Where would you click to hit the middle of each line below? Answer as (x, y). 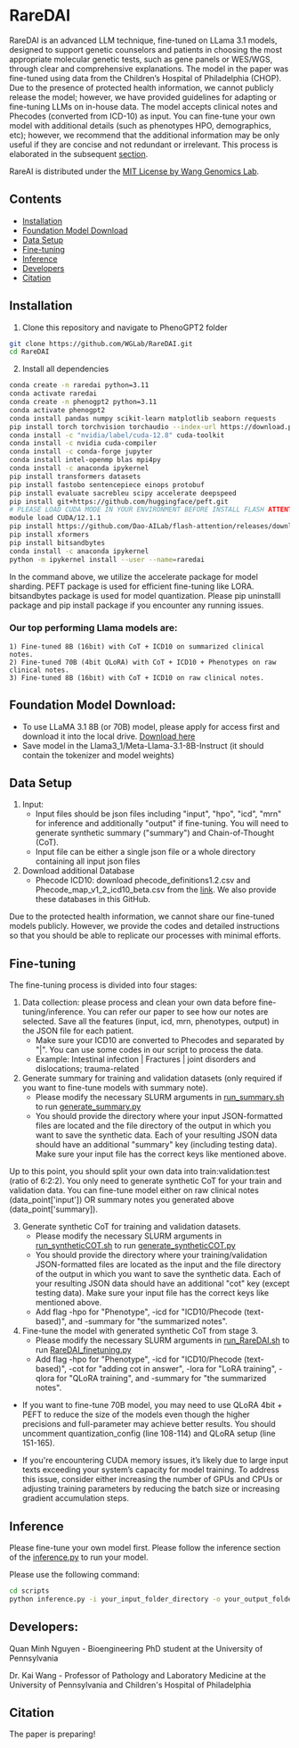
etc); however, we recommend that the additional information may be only (145, 135)
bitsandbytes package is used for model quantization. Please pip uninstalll (145, 595)
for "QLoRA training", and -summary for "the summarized (162, 1379)
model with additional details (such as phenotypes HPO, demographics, (140, 125)
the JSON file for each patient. (78, 1031)
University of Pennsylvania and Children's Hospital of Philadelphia (130, 1685)
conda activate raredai (53, 394)
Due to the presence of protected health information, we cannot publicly (141, 87)
